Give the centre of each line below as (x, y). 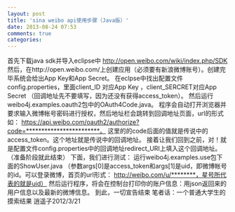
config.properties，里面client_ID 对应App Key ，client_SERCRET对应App (112, 87)
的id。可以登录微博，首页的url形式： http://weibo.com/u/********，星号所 (114, 175)
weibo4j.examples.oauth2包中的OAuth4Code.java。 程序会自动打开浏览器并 (117, 105)
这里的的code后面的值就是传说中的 (158, 131)
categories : (25, 40)
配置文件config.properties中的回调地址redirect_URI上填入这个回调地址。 (117, 149)
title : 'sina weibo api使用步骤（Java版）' (68, 20)
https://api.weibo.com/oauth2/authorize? (80, 122)
